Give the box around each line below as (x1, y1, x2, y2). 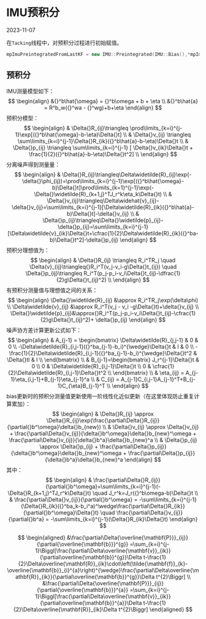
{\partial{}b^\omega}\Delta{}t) (23, 508, 99, 516)
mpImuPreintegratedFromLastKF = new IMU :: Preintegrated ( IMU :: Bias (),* (6, 51, 191, 57)
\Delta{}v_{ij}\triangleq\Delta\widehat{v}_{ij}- (47, 197, 159, 204)
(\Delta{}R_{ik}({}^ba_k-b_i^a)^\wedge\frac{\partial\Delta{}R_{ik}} (21, 502, 185, 510)
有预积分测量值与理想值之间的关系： (6, 286, 98, 294)
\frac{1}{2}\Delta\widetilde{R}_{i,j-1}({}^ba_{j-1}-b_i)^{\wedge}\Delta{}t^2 (9, 349, 193, 357)
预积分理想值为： (6, 246, 50, 254)
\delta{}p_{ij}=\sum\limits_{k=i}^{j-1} (57, 223, 149, 231)
